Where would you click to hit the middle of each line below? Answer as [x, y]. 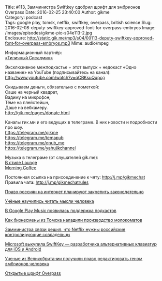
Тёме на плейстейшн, [27, 102]
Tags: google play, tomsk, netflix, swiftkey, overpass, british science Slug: [78, 22]
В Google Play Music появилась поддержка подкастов [61, 211]
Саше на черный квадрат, [32, 92]
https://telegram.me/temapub [34, 138]
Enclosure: [16, 38]
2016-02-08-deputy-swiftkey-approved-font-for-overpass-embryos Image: [80, 28]
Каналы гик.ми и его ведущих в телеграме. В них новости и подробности [81, 122]
